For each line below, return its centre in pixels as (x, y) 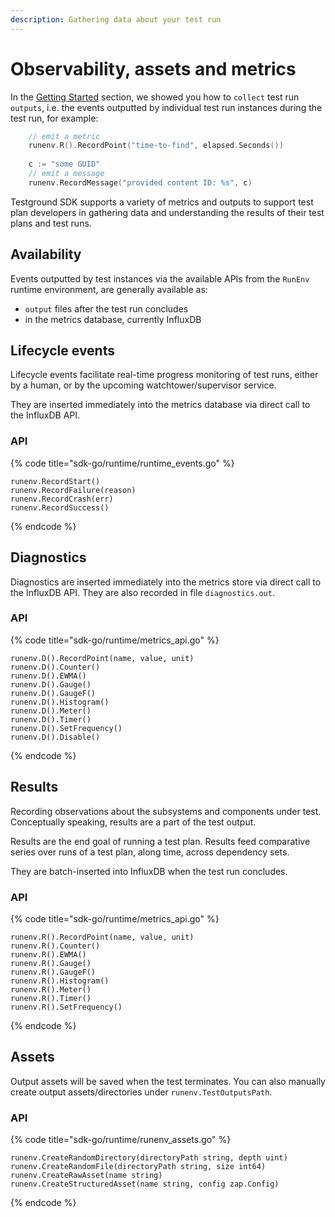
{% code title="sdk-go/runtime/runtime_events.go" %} (122, 463)
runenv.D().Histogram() (60, 702)
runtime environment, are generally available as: (109, 289)
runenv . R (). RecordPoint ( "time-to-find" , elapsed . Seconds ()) (156, 146)
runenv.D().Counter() (55, 667)
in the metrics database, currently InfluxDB (113, 319)
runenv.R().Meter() (51, 989)
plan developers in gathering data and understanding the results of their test (167, 212)
